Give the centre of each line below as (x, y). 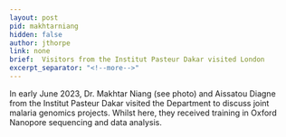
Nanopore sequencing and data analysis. (86, 122)
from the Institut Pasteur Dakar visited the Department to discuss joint (139, 103)
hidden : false (36, 34)
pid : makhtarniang (44, 26)
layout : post (34, 18)
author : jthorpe (40, 43)
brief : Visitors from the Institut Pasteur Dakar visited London (137, 59)
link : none (30, 51)
